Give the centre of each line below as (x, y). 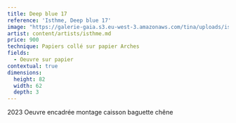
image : (17, 27)
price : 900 (23, 40)
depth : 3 (26, 92)
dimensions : (25, 72)
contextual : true (33, 66)
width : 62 (28, 86)
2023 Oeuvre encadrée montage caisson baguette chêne (90, 112)
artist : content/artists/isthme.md (59, 33)
